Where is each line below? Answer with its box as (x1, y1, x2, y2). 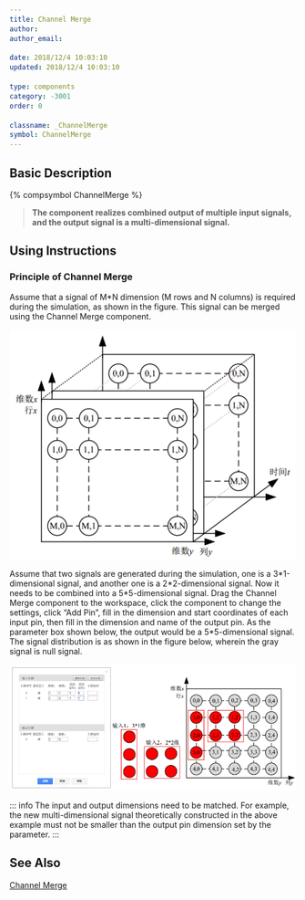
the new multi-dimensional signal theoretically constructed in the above (9, 810, 278, 821)
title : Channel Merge (9, 15, 92, 24)
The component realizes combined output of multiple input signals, (31, 206, 292, 218)
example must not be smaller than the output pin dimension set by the (9, 820, 271, 831)
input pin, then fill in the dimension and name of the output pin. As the (9, 617, 271, 628)
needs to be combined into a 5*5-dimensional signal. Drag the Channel (9, 588, 278, 599)
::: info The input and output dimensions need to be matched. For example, (9, 800, 290, 811)
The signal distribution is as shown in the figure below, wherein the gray (9, 636, 280, 647)
